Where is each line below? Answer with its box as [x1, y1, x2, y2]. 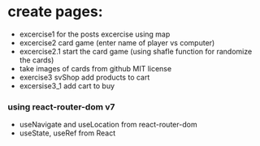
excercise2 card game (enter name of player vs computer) [19, 37, 215, 47]
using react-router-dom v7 [7, 101, 115, 112]
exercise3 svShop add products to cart [19, 72, 150, 82]
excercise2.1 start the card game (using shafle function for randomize [19, 46, 253, 56]
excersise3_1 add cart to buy [19, 80, 115, 91]
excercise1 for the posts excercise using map [19, 29, 171, 39]
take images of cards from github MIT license [19, 63, 172, 73]
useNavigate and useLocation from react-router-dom [19, 120, 197, 130]
